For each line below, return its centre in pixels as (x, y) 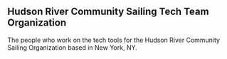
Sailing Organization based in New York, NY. (72, 47)
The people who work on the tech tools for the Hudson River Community (114, 40)
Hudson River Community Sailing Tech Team (108, 12)
